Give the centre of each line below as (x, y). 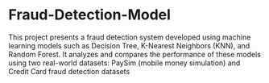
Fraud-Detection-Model (90, 15)
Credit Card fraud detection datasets (69, 71)
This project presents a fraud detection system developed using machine (130, 37)
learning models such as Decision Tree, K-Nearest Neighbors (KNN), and (129, 45)
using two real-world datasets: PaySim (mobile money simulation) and (124, 63)
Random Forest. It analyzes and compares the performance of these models (135, 54)
